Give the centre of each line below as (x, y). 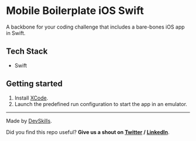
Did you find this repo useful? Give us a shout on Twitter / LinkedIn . (88, 132)
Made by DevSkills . (29, 121)
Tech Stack (27, 52)
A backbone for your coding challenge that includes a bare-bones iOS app (95, 27)
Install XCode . (31, 98)
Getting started (34, 84)
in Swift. (16, 33)
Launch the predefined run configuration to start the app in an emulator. (101, 104)
